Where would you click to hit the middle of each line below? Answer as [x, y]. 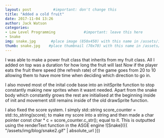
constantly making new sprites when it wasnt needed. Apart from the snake [81, 90]
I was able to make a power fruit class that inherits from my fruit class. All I [80, 59]
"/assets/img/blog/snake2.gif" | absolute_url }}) [53, 130]
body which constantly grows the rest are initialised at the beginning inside [80, 95]
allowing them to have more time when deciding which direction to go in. [78, 75]
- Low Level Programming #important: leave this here [74, 32]
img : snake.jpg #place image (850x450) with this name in [72, 41]
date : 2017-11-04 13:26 [29, 19]
